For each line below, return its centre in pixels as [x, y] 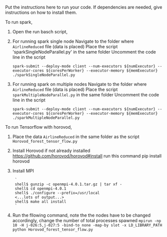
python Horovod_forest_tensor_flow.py [53, 230]
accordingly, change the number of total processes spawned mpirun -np [86, 220]
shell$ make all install [40, 202]
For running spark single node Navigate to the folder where [73, 41]
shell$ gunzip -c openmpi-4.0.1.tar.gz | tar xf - [68, 184]
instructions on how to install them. [41, 12]
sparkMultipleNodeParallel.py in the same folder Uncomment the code [86, 95]
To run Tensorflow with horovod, [39, 127]
